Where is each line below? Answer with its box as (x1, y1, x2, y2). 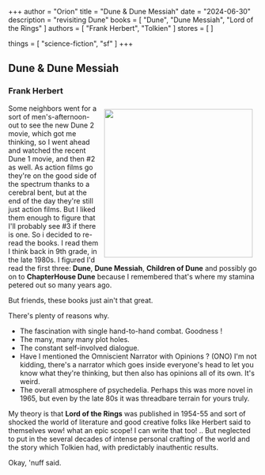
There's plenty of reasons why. (8, 310, 109, 320)
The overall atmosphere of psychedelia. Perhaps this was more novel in (19, 385, 253, 394)
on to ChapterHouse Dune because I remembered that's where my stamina (8, 272, 255, 281)
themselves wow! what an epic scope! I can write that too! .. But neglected (8, 425, 251, 435)
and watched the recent (8, 146, 86, 155)
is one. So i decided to (8, 230, 81, 239)
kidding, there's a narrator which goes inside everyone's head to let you (19, 359, 255, 369)
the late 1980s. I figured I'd (8, 255, 96, 264)
